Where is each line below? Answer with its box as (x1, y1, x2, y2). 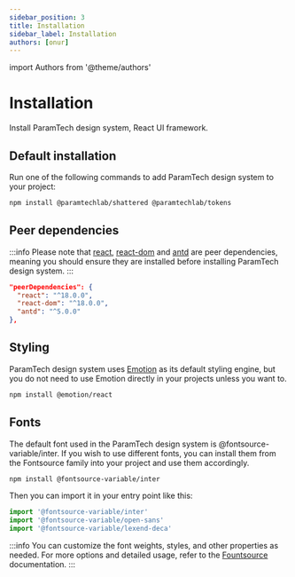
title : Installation (9, 21, 86, 30)
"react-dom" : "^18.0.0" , (17, 299, 109, 308)
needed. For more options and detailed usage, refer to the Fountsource (9, 549, 268, 560)
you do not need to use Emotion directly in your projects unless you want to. (9, 373, 287, 383)
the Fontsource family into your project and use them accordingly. (9, 457, 250, 468)
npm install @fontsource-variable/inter (9, 474, 161, 484)
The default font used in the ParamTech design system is (9, 439, 217, 449)
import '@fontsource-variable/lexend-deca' (9, 525, 173, 534)
